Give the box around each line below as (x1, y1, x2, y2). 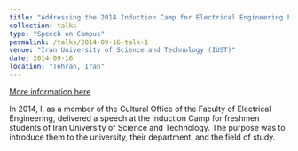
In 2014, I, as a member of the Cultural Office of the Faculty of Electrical (9, 103, 271, 114)
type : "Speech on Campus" (9, 29, 105, 38)
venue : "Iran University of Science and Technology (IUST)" (9, 46, 237, 55)
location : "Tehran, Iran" (9, 63, 105, 72)
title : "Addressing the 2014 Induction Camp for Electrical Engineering (9, 12, 284, 22)
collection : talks (9, 21, 77, 30)
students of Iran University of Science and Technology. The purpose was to (9, 122, 286, 132)
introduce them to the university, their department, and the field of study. (9, 132, 276, 142)
